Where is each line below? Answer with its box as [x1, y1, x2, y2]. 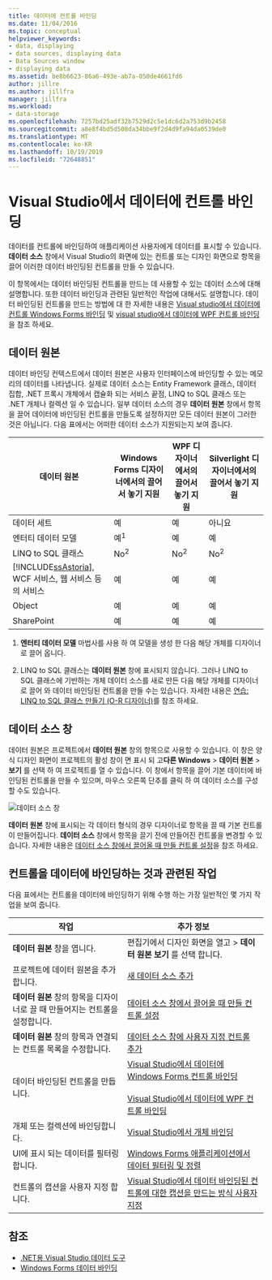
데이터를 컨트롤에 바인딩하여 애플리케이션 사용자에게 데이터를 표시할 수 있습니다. [8, 241, 261, 252]
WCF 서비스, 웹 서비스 [12, 573, 93, 584]
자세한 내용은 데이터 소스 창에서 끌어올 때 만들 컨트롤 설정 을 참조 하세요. [32, 841, 259, 851]
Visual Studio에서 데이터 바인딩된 [126, 1174, 249, 1186]
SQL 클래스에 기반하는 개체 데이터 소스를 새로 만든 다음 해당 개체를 [19, 675, 231, 686]
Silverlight [209, 453, 250, 463]
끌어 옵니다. [28, 649, 66, 658]
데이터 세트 [12, 517, 53, 528]
